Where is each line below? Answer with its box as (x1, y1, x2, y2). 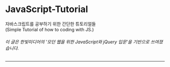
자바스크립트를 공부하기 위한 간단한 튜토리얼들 (5, 21, 96, 27)
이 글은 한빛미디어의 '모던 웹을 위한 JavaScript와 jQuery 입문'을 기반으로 (5, 39, 150, 45)
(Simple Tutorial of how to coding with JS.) (5, 26, 94, 32)
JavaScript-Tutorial (5, 4, 89, 15)
